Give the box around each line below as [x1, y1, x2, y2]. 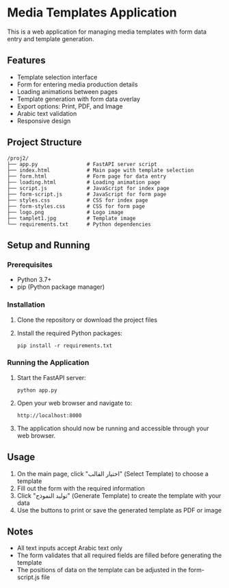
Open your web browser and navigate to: [16, 399, 133, 407]
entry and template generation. [7, 34, 94, 43]
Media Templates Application [7, 5, 177, 21]
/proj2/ [7, 154, 29, 162]
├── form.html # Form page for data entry [7, 173, 167, 180]
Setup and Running [7, 239, 90, 251]
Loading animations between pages [16, 87, 118, 95]
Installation [7, 300, 46, 309]
